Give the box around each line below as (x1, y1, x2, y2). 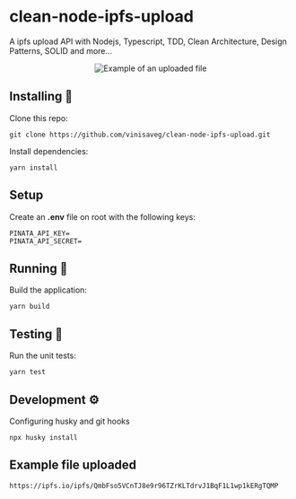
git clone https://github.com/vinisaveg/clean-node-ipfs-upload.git (9, 130, 271, 139)
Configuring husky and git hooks (9, 416, 130, 426)
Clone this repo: (9, 112, 69, 123)
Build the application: (9, 285, 88, 295)
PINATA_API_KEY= (9, 229, 70, 238)
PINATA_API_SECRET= (9, 236, 83, 246)
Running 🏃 (9, 260, 68, 276)
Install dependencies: (9, 145, 89, 156)
